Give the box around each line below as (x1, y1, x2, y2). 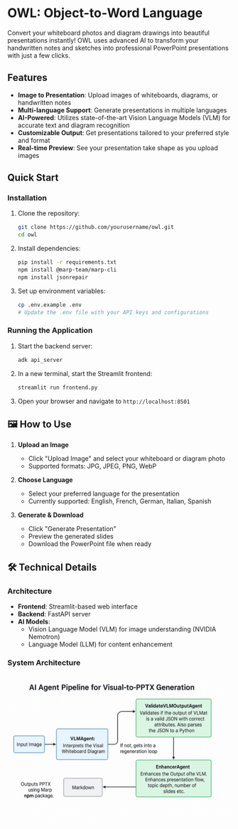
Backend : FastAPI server (17, 610, 91, 619)
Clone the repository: (17, 209, 80, 218)
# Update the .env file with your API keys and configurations (17, 309, 210, 316)
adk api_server (17, 356, 63, 363)
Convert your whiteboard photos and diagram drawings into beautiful (7, 28, 210, 37)
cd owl (17, 231, 38, 239)
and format (17, 136, 50, 144)
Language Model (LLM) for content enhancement (28, 640, 173, 648)
